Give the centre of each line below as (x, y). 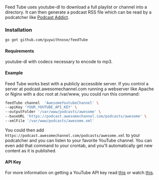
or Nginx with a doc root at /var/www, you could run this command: (72, 94)
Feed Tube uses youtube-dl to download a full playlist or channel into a (76, 7)
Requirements (20, 51)
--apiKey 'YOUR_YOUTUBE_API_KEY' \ (41, 107)
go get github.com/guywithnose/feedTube (47, 40)
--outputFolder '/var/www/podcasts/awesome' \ (53, 112)
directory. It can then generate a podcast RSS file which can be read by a (78, 12)
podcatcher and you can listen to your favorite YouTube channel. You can (79, 140)
